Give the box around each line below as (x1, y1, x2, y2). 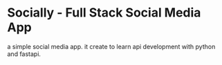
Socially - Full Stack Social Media (7, 5, 201, 21)
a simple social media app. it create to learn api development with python (7, 42, 216, 50)
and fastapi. (7, 50, 41, 58)
